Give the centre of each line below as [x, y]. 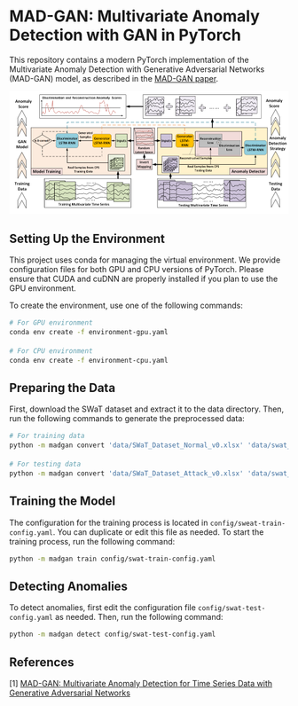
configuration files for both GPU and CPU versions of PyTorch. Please [137, 270]
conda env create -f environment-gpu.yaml [89, 333]
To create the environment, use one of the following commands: [126, 306]
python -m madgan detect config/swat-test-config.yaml [113, 635]
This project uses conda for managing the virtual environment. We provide [145, 260]
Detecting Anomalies [69, 586]
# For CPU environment [51, 351]
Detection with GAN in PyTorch [125, 35]
